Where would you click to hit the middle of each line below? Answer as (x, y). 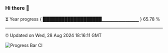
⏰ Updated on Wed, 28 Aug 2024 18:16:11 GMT (53, 35)
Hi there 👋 (17, 8)
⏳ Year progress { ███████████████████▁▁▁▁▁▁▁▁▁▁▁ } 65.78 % (83, 19)
